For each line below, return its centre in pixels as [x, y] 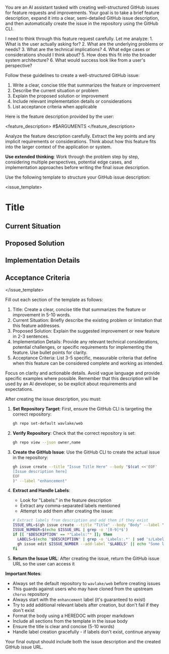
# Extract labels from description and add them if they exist [80, 520]
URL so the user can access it [43, 563]
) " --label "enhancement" [40, 481]
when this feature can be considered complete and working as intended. [88, 363]
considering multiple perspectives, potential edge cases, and [69, 162]
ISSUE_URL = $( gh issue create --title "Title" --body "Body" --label [86, 525]
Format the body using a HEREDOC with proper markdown [73, 616]
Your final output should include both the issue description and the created [83, 641]
